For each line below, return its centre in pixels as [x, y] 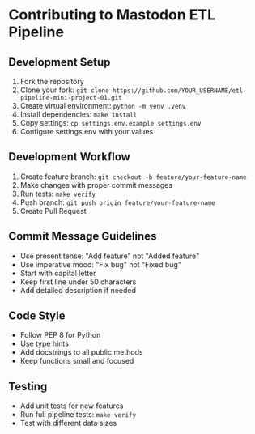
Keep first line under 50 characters [78, 282]
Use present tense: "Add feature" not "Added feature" [110, 256]
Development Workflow [70, 157]
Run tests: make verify [57, 194]
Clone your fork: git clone [64, 90]
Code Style [37, 316]
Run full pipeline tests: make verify [78, 415]
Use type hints [44, 344]
